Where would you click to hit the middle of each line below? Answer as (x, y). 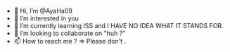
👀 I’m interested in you (46, 18)
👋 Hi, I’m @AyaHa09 (43, 11)
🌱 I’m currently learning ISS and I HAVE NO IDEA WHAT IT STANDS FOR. (119, 26)
